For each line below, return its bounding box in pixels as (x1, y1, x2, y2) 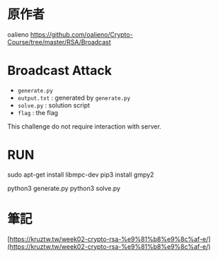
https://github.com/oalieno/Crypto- (30, 30, 133, 39)
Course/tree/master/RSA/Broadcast (7, 37, 111, 46)
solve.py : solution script (17, 100, 91, 110)
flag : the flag (17, 108, 59, 117)
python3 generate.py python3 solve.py (7, 184, 121, 192)
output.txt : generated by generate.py (17, 93, 131, 102)
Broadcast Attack (7, 63, 112, 78)
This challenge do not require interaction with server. (7, 122, 161, 131)
